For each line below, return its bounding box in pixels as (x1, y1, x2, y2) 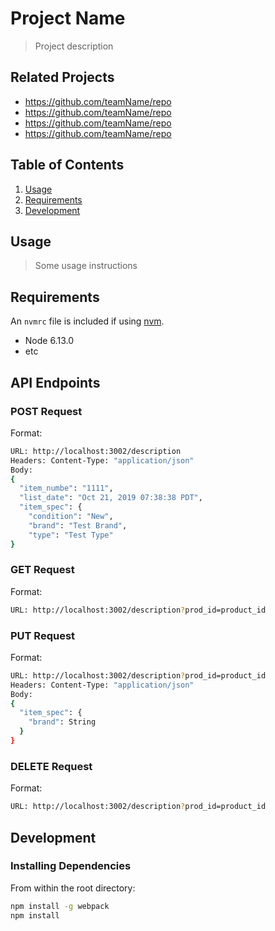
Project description (34, 40, 114, 52)
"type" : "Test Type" (28, 530, 114, 540)
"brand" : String (28, 717, 97, 727)
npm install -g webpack (10, 901, 110, 911)
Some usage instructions (34, 260, 138, 272)
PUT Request (10, 628, 76, 642)
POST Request (10, 404, 83, 418)
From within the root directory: (10, 882, 136, 894)
